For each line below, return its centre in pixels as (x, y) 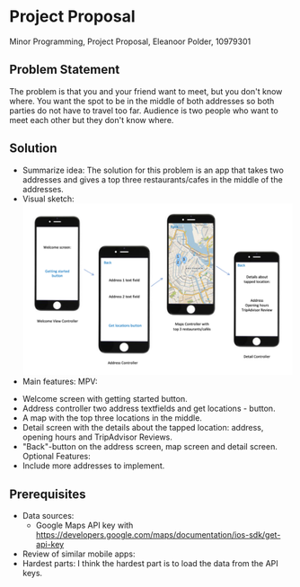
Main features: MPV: (60, 382)
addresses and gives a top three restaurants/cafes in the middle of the (152, 179)
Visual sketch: (48, 199)
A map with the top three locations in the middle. (112, 418)
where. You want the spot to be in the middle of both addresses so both (142, 101)
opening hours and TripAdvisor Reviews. (97, 437)
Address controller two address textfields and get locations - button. (149, 409)
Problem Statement (65, 70)
